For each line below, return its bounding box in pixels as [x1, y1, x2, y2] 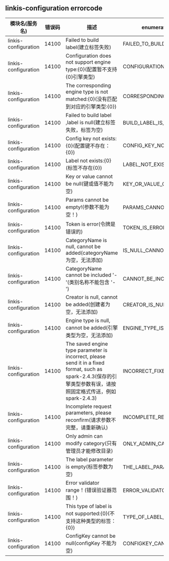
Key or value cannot [65, 173, 113, 180]
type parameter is [65, 346, 108, 353]
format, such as [65, 365, 103, 372]
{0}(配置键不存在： [65, 142, 111, 149]
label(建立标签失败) [65, 43, 112, 51]
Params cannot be [65, 196, 109, 203]
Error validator [65, 479, 100, 486]
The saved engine [65, 340, 108, 347]
